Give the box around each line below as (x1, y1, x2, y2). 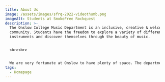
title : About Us (5, 7, 38, 12)
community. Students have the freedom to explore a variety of (9, 30, 141, 35)
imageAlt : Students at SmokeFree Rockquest (5, 16, 96, 21)
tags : (5, 65, 16, 70)
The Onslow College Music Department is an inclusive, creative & (9, 25, 148, 30)
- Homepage (9, 69, 32, 75)
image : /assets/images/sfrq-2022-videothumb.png (5, 12, 107, 17)
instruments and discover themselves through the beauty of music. (9, 35, 151, 40)
